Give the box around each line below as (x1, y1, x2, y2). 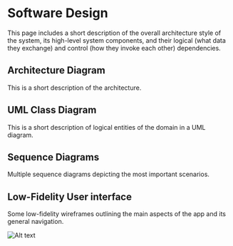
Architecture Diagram (7, 64, 105, 76)
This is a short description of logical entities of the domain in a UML (7, 123, 206, 131)
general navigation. (7, 217, 64, 226)
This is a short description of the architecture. (7, 83, 142, 92)
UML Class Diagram (7, 104, 97, 116)
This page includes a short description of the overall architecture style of (7, 29, 222, 37)
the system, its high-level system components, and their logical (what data (7, 36, 227, 44)
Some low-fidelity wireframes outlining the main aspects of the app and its (7, 210, 227, 218)
